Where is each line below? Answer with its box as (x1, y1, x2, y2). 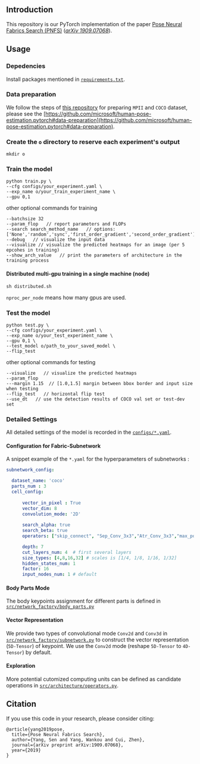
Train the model (6, 165, 52, 173)
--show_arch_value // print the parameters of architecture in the (6, 252, 183, 258)
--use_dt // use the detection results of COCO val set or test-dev (6, 396, 185, 402)
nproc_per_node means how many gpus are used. (6, 294, 127, 301)
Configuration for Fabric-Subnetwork (6, 442, 101, 449)
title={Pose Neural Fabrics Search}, (11, 731, 105, 737)
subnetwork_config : (6, 467, 55, 473)
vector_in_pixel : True (21, 500, 82, 506)
